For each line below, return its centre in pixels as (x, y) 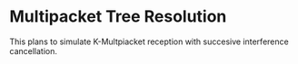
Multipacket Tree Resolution (118, 17)
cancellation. (33, 50)
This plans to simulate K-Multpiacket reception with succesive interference (149, 41)
